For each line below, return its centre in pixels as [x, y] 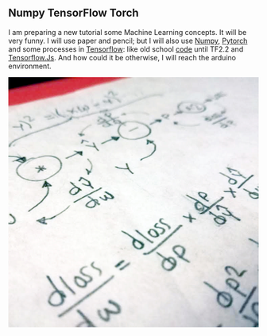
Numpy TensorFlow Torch [74, 13]
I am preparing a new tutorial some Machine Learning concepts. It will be [128, 32]
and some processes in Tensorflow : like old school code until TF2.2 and [126, 49]
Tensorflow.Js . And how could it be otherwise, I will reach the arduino [122, 57]
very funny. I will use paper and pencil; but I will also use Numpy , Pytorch [128, 41]
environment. [30, 66]
